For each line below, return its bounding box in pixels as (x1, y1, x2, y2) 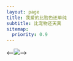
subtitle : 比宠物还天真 (6, 20, 61, 26)
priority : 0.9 (12, 32, 48, 38)
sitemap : (6, 26, 29, 32)
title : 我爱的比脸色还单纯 (6, 15, 67, 21)
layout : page (6, 9, 40, 15)
